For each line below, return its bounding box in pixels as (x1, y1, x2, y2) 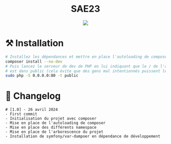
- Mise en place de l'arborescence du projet (5, 129, 103, 135)
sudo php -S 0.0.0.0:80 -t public (5, 73, 79, 78)
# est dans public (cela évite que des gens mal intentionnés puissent (5, 68, 160, 74)
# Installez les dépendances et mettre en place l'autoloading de (5, 54, 149, 59)
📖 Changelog (5, 90, 61, 102)
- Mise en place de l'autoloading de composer (5, 121, 106, 126)
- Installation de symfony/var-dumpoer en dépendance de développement (5, 134, 160, 139)
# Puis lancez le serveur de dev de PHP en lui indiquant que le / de (5, 64, 158, 69)
